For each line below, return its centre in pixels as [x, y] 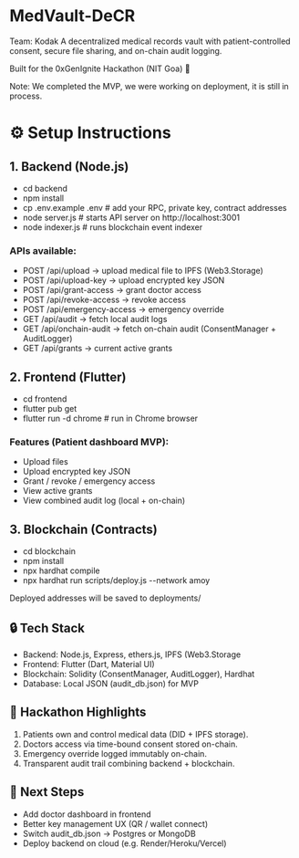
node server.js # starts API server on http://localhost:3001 [131, 217]
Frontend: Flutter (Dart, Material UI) [88, 664]
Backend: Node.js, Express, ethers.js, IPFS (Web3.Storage [132, 654]
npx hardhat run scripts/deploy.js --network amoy [116, 581]
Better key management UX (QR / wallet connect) [115, 823]
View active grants [57, 491]
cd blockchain [49, 551]
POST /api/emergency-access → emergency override [124, 309]
